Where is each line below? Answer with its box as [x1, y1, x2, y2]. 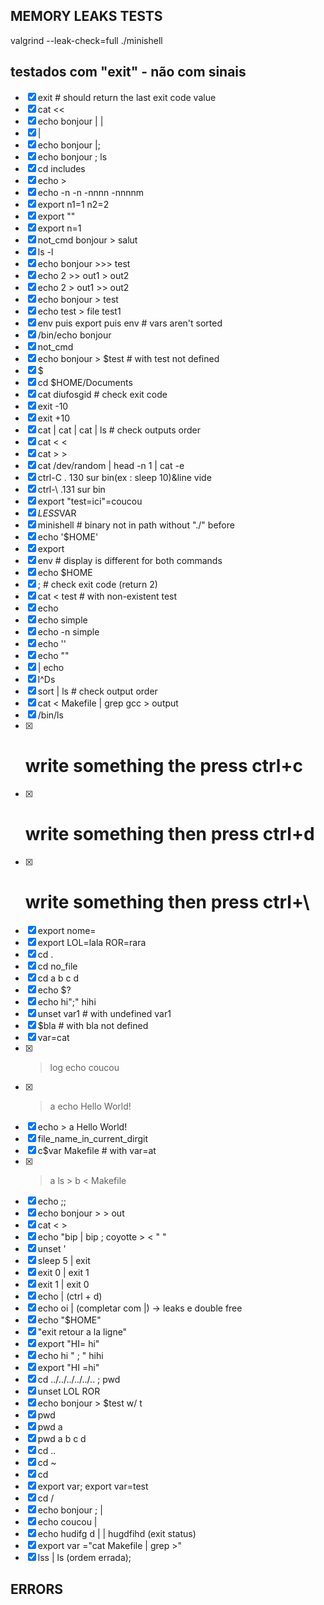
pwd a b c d [37, 1433, 87, 1445]
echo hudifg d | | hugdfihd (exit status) [37, 1528, 197, 1540]
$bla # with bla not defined [37, 1020, 149, 1032]
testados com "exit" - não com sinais [10, 64, 247, 81]
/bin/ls [37, 709, 64, 721]
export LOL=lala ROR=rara [37, 937, 147, 949]
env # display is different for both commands [37, 554, 223, 566]
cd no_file [37, 960, 78, 973]
